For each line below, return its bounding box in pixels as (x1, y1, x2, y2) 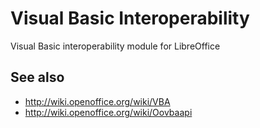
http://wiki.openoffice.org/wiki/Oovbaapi (24, 106, 193, 118)
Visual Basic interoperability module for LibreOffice (10, 40, 221, 52)
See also (10, 69, 65, 86)
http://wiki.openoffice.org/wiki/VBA (24, 95, 171, 107)
